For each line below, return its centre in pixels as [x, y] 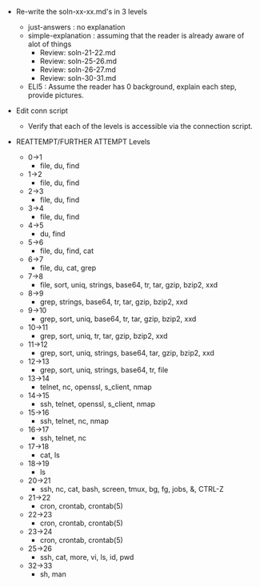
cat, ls [50, 455]
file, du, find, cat [67, 251]
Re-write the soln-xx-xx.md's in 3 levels [82, 12]
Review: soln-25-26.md [78, 61]
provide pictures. [56, 95]
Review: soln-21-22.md [78, 52]
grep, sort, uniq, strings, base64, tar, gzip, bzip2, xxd [127, 353]
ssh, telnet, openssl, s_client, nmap [98, 404]
